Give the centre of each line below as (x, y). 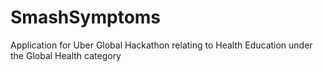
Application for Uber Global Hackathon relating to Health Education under (161, 45)
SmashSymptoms (86, 17)
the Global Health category (66, 55)
